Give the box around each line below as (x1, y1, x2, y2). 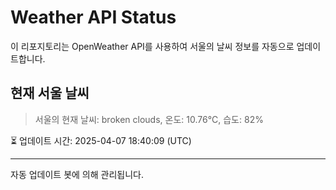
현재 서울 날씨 (10, 85, 90, 102)
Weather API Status (10, 6, 177, 29)
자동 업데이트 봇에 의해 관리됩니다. (10, 168, 144, 180)
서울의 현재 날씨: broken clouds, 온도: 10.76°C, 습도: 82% (34, 113, 264, 125)
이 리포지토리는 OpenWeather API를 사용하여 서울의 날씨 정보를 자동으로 (10, 40, 295, 52)
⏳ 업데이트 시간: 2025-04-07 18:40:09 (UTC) (10, 134, 192, 146)
